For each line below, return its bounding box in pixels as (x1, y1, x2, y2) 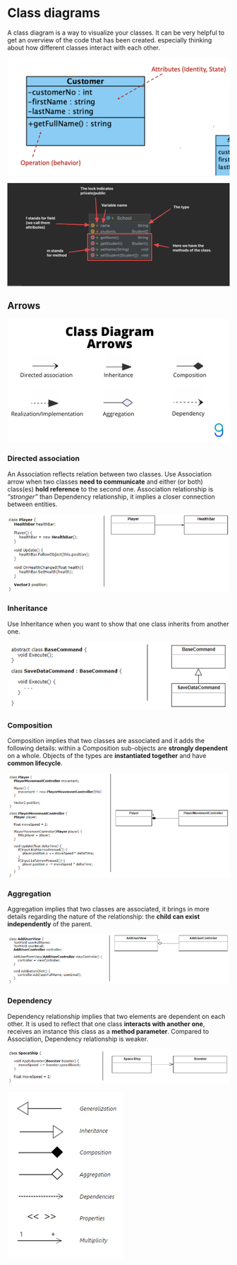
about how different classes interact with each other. (7, 43, 161, 52)
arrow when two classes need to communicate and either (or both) (7, 477, 203, 486)
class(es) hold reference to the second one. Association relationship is (7, 484, 214, 493)
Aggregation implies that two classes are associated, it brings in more (7, 904, 209, 913)
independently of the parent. (7, 919, 93, 928)
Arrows (7, 299, 41, 312)
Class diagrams (7, 5, 101, 21)
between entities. (7, 500, 58, 508)
